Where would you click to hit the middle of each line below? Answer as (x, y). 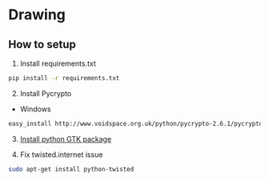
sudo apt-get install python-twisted (71, 169)
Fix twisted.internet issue (61, 155)
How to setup (42, 44)
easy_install (30, 123)
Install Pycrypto (46, 93)
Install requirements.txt (58, 63)
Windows (35, 109)
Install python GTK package (66, 139)
